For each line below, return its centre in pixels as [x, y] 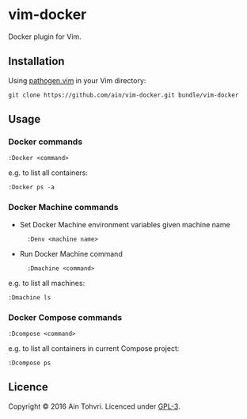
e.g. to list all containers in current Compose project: [94, 349]
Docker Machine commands [63, 208]
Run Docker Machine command [71, 253]
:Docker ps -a [32, 188]
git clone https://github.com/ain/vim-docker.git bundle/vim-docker [123, 95]
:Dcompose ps [30, 363]
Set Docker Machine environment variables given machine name [125, 224]
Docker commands [46, 142]
